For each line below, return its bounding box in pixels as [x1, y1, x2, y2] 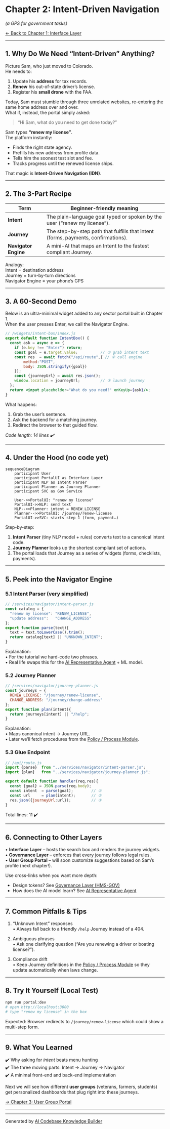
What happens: [5, 401, 37, 407]
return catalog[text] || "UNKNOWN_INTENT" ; [10, 635, 103, 640]
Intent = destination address [5, 267, 64, 273]
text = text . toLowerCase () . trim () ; [10, 630, 85, 635]
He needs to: [5, 68, 32, 74]
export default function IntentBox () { [5, 336, 90, 341]
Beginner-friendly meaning [70, 204, 139, 212]
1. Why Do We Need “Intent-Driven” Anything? [5, 50, 155, 58]
